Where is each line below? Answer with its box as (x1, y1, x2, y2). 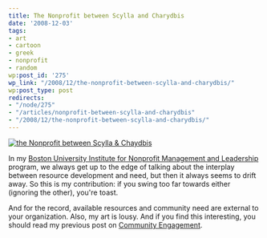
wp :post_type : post (8, 86, 74, 95)
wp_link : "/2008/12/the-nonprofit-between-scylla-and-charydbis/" (8, 79, 235, 87)
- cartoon (8, 42, 42, 50)
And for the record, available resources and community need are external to (8, 203, 259, 212)
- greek (8, 49, 34, 57)
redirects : (8, 94, 45, 102)
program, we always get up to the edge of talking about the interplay (8, 162, 235, 171)
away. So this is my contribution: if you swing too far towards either (8, 179, 231, 188)
